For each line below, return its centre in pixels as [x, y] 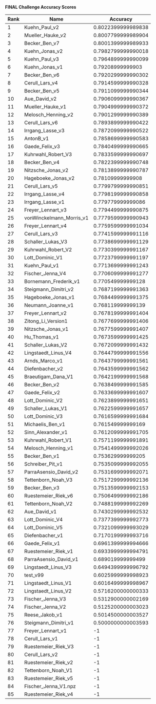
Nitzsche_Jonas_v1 [46, 329]
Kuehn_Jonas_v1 [44, 67]
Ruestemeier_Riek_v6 [49, 496]
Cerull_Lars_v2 [41, 654]
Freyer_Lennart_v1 [45, 631]
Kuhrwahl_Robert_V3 [48, 154]
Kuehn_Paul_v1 [42, 266]
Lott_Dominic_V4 [43, 520]
